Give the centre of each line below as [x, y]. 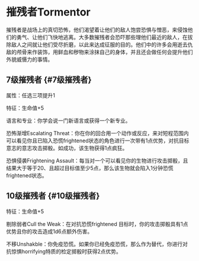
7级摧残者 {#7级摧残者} [49, 80]
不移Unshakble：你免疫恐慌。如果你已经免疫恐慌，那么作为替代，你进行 [94, 244]
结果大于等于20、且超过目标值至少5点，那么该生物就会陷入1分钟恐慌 [90, 168]
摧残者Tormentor [48, 12]
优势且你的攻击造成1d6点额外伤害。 [49, 231]
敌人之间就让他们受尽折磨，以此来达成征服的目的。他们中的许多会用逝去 [99, 44]
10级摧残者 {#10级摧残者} [53, 196]
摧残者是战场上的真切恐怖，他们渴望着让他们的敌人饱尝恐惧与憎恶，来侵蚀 [97, 30]
